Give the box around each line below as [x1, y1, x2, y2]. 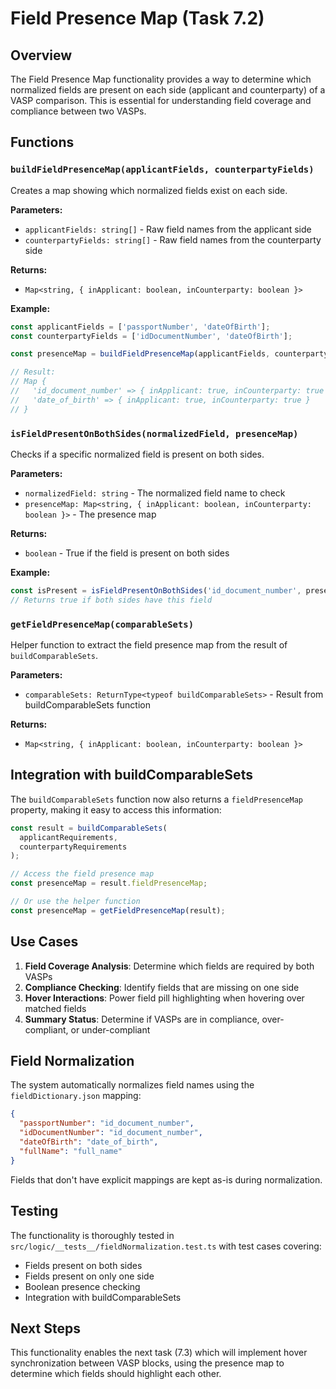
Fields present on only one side [24, 1270, 155, 1282]
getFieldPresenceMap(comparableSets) [10, 618, 195, 630]
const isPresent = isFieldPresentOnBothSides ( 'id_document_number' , [10, 585, 302, 596]
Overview [10, 47, 73, 64]
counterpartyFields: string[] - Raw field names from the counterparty [24, 233, 322, 246]
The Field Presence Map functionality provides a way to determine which [10, 73, 312, 85]
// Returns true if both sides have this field [10, 595, 213, 605]
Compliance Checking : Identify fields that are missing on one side [24, 981, 300, 993]
